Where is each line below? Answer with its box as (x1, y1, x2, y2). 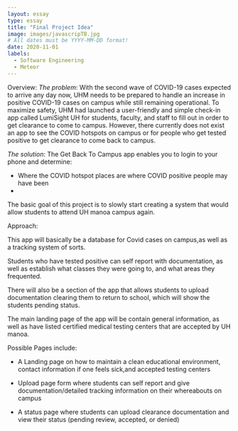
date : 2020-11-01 (7, 43, 59, 51)
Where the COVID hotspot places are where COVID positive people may (17, 171, 228, 180)
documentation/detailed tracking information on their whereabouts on (17, 386, 222, 395)
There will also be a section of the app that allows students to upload (7, 286, 209, 294)
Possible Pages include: (7, 343, 77, 352)
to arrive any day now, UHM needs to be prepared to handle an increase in (7, 90, 225, 99)
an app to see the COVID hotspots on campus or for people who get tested (7, 128, 227, 137)
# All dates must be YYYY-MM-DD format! (7, 37, 129, 44)
